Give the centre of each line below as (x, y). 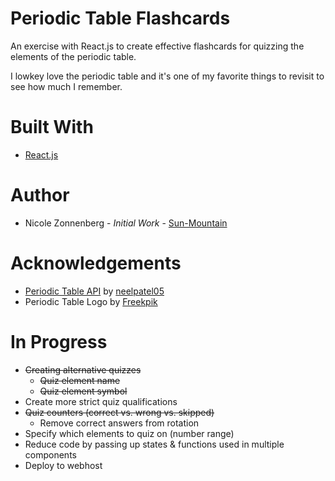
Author (40, 195)
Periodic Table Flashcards (120, 18)
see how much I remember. (66, 86)
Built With (52, 127)
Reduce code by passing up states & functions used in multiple (154, 444)
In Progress (59, 341)
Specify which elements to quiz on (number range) (129, 433)
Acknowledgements (96, 263)
